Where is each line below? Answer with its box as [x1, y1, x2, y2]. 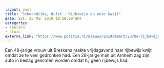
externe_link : [5, 34, 34, 39]
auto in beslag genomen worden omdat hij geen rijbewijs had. [5, 57, 129, 63]
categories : [5, 20, 29, 26]
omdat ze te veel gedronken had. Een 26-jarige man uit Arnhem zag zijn [5, 52, 150, 58]
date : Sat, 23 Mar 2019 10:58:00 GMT [5, 16, 82, 21]
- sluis [5, 29, 21, 34]
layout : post [5, 7, 32, 12]
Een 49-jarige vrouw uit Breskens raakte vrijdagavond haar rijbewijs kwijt [5, 47, 152, 53]
